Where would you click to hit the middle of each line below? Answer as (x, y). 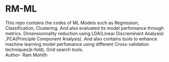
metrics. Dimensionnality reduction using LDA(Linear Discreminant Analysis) (85, 33)
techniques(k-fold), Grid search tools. (44, 49)
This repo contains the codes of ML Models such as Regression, (72, 23)
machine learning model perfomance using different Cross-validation (77, 44)
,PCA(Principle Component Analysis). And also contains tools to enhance (81, 39)
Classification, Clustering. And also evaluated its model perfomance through (85, 28)
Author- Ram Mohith (26, 55)
